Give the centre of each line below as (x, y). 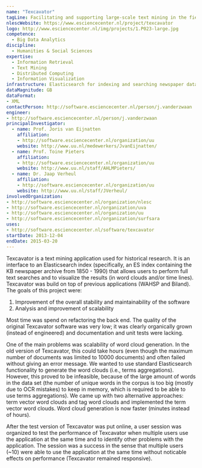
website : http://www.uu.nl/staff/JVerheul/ (72, 191)
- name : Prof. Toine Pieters (48, 152)
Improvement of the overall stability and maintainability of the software (103, 302)
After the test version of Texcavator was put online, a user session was (94, 426)
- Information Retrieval (43, 62)
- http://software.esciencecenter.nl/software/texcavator (80, 230)
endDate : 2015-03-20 (32, 241)
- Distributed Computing (43, 73)
